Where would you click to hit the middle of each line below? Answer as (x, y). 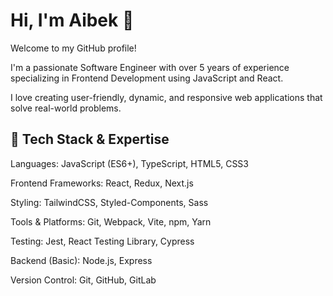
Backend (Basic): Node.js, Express (81, 260)
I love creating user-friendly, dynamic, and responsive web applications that (166, 97)
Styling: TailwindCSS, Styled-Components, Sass (109, 202)
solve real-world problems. (66, 108)
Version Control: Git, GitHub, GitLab (83, 280)
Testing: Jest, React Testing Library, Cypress (102, 241)
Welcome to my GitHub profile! (73, 48)
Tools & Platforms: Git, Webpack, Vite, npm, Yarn (111, 221)
